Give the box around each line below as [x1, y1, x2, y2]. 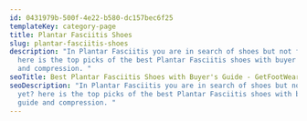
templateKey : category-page [9, 22, 117, 31]
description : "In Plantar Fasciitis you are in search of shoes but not [9, 47, 292, 56]
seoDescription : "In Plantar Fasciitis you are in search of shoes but [9, 81, 288, 90]
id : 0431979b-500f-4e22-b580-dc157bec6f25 [9, 13, 174, 23]
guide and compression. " [17, 97, 117, 107]
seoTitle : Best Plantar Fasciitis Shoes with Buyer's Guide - [9, 73, 251, 82]
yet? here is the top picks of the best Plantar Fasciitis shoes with [17, 89, 292, 98]
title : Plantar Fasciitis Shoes [9, 30, 132, 39]
